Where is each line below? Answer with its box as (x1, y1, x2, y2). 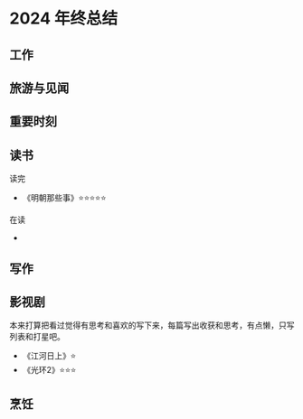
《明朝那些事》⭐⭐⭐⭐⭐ (22, 192, 107, 203)
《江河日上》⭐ (22, 350, 77, 361)
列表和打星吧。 (9, 331, 65, 342)
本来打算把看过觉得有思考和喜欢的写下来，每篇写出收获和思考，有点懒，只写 (9, 320, 295, 331)
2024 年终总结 (9, 8, 118, 29)
